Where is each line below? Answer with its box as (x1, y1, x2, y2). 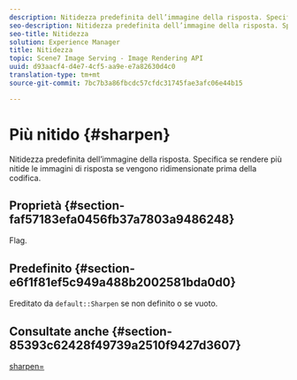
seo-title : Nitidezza (9, 29, 89, 38)
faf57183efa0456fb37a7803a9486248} (9, 211, 235, 226)
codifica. (9, 172, 42, 183)
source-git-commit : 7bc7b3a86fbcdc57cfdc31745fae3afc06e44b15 (9, 79, 243, 87)
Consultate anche (9, 323, 110, 338)
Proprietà (9, 198, 62, 213)
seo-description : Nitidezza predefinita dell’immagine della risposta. (9, 21, 278, 30)
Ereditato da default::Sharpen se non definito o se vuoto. (9, 298, 218, 309)
